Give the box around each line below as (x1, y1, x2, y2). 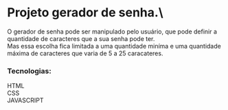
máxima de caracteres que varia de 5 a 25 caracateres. (7, 49, 163, 57)
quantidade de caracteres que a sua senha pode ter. (7, 34, 155, 42)
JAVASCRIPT (7, 96, 44, 105)
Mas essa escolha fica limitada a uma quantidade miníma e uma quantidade (7, 42, 221, 50)
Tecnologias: (7, 66, 52, 76)
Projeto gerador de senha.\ (7, 5, 163, 20)
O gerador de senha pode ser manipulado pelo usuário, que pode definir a (7, 27, 218, 36)
